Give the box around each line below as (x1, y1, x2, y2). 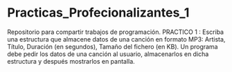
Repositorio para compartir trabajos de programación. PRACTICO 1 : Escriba (7, 28, 224, 36)
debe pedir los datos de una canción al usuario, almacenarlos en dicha (7, 50, 209, 58)
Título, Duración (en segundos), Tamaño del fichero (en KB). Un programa (7, 42, 218, 51)
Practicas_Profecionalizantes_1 (7, 5, 190, 21)
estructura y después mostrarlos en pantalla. (7, 57, 135, 65)
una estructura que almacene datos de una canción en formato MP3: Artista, (7, 35, 226, 43)
